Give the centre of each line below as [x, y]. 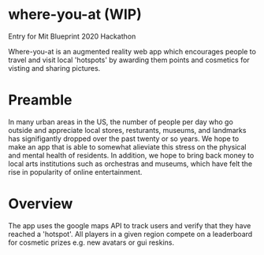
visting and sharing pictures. [54, 68]
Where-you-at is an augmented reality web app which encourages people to [132, 51]
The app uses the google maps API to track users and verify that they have [130, 225]
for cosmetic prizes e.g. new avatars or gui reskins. [91, 242]
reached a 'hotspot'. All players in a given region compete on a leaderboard [130, 234]
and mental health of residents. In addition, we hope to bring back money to [131, 155]
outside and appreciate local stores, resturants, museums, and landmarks [127, 130]
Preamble [40, 100]
